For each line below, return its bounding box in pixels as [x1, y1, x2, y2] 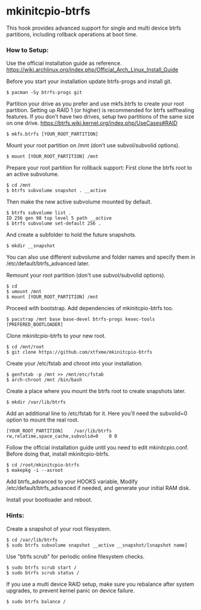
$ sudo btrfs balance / [6, 598, 66, 605]
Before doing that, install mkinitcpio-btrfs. [6, 450, 110, 458]
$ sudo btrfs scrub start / [6, 565, 77, 571]
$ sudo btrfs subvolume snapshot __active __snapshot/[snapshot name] [6, 542, 188, 548]
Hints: [6, 511, 25, 520]
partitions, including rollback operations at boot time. [6, 30, 138, 38]
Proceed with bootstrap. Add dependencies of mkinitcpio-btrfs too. [6, 305, 174, 312]
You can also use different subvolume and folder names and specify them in [6, 253, 196, 261]
